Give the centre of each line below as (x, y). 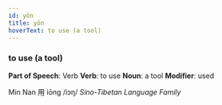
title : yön (26, 23)
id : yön (21, 16)
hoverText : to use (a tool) (55, 30)
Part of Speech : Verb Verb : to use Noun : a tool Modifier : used (111, 76)
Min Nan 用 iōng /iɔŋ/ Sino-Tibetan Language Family (95, 91)
